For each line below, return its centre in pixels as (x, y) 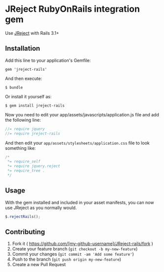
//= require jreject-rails (33, 134)
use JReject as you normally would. (41, 208)
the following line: (23, 120)
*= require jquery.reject (34, 166)
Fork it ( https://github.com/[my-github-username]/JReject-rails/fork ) (82, 244)
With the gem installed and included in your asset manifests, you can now (80, 202)
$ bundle (14, 87)
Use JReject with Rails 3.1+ (32, 33)
